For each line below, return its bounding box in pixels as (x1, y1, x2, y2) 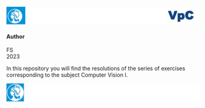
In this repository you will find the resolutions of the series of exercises (6, 65, 185, 72)
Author (6, 33, 25, 40)
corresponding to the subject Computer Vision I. (6, 71, 128, 79)
